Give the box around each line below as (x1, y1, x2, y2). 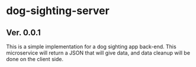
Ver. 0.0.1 (6, 28, 41, 38)
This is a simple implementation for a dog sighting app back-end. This (6, 43, 176, 50)
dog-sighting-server (6, 4, 110, 18)
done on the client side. (6, 56, 64, 62)
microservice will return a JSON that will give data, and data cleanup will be (6, 49, 191, 56)
